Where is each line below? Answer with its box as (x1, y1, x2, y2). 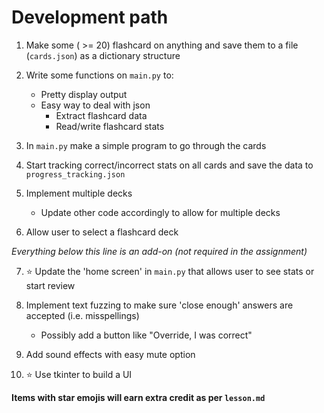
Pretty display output (40, 88, 128, 100)
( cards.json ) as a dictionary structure (25, 49, 181, 61)
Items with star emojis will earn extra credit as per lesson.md (11, 391, 266, 403)
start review (25, 279, 76, 291)
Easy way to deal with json (40, 99, 151, 111)
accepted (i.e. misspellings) (25, 309, 140, 321)
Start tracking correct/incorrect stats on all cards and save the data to (25, 159, 314, 171)
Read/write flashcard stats (55, 120, 165, 132)
